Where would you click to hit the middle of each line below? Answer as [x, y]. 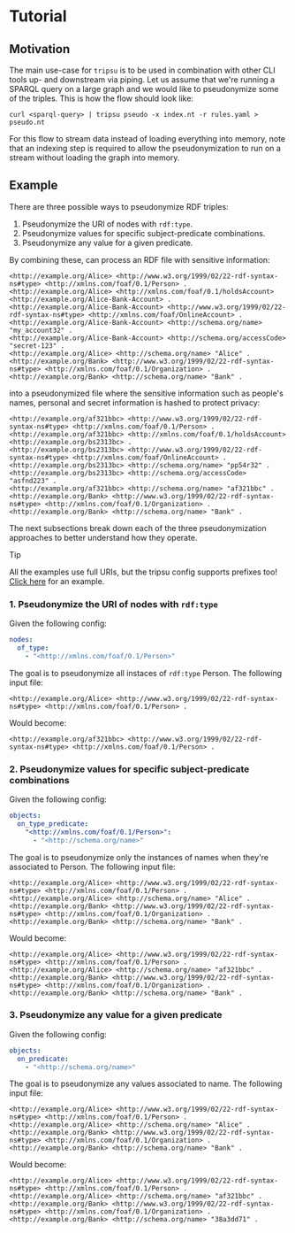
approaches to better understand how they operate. [103, 537]
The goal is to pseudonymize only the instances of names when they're [139, 857]
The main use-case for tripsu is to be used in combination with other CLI [142, 70]
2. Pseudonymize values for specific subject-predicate [129, 769]
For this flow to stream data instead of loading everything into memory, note [147, 139]
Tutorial [38, 16]
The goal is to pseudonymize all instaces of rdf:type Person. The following [146, 673]
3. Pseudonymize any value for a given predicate [116, 1015]
